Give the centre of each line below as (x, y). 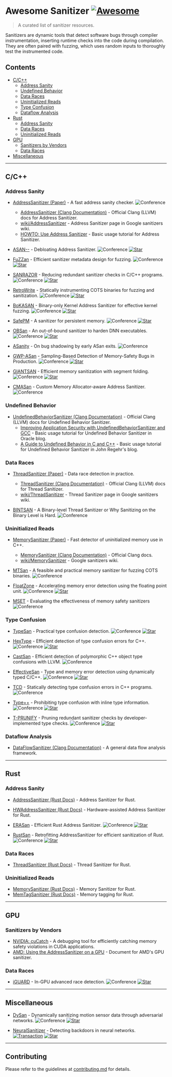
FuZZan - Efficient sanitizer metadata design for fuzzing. (72, 260)
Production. (25, 361)
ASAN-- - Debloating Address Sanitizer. (55, 250)
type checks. (55, 723)
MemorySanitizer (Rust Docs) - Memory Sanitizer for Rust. (74, 889)
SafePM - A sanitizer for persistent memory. (59, 321)
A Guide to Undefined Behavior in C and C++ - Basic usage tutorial (91, 444)
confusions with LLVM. (37, 662)
